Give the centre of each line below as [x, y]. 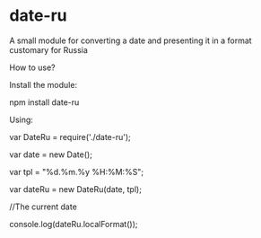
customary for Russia [48, 49]
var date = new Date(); [51, 154]
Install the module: [43, 84]
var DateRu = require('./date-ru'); [70, 137]
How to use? [32, 67]
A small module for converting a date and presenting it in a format [131, 40]
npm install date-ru [44, 102]
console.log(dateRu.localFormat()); [74, 224]
